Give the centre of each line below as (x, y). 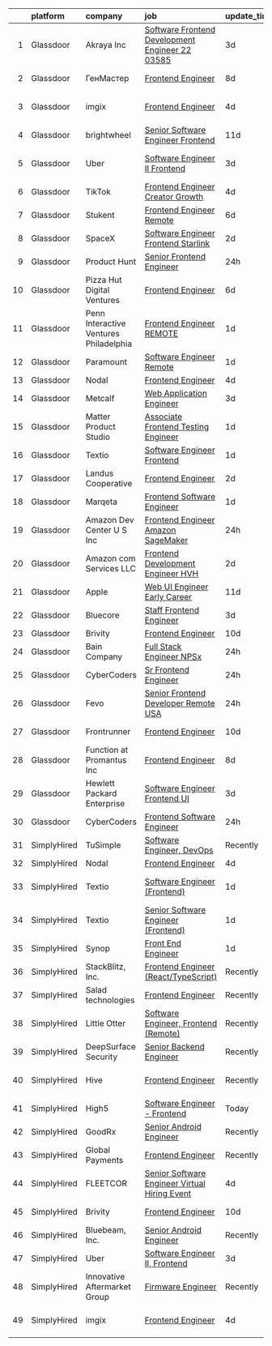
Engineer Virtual (175, 1184)
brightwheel (108, 135)
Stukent (100, 215)
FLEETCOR (106, 1184)
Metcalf (100, 398)
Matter (98, 417)
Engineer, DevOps (179, 850)
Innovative (105, 1277)
